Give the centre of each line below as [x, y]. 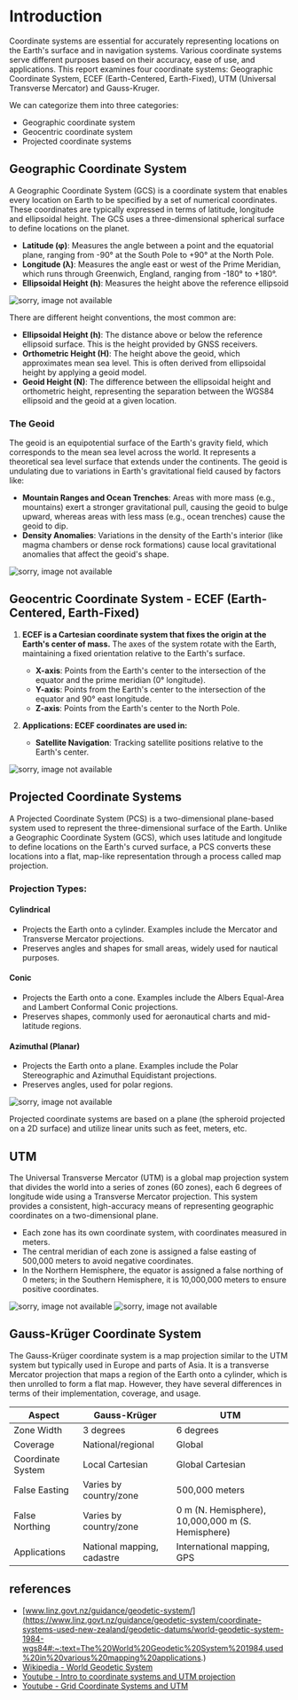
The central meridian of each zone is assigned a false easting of [139, 1251]
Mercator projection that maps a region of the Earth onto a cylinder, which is [149, 1374]
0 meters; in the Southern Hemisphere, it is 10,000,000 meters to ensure [154, 1280]
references [40, 1589]
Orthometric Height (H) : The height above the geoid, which [131, 353]
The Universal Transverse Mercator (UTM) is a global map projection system [149, 1178]
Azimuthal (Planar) [44, 1046]
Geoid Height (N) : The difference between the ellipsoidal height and [146, 381]
